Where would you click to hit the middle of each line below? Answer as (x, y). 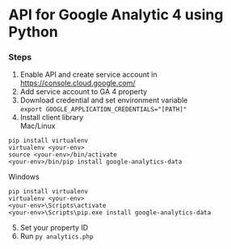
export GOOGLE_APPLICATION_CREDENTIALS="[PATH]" (103, 110)
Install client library (52, 118)
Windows (24, 177)
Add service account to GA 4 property (84, 92)
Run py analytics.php (57, 236)
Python (33, 32)
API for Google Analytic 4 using (116, 15)
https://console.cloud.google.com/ (78, 83)
